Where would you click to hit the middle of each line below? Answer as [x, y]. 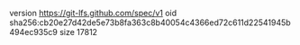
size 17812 [78, 32]
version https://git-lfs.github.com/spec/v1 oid [93, 13]
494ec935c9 [34, 32]
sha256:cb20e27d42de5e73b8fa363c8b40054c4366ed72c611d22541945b [150, 22]
